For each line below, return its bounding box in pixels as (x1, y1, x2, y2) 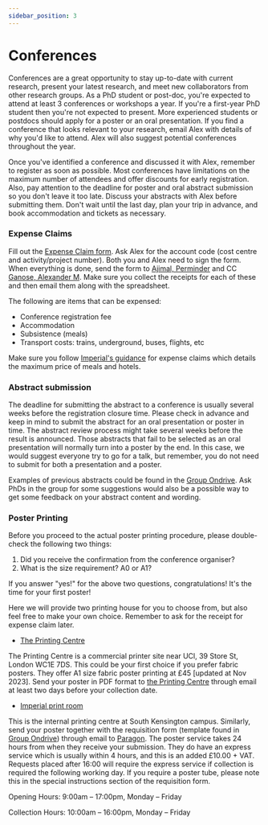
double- (231, 531, 258, 540)
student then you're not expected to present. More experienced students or (8, 107, 258, 117)
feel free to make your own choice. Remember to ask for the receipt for (8, 612, 243, 622)
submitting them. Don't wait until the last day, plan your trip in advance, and (8, 199, 258, 209)
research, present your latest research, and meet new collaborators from (8, 81, 249, 91)
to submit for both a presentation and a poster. (8, 460, 162, 470)
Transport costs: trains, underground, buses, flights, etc (19, 337, 205, 347)
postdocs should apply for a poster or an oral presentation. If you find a (8, 116, 245, 125)
